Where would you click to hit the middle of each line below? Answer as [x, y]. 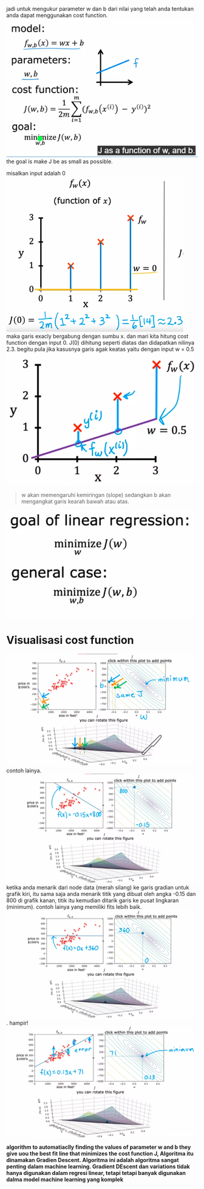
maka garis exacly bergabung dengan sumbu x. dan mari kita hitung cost [97, 336]
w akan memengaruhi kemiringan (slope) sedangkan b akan [96, 495]
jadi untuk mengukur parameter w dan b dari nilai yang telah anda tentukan [100, 9]
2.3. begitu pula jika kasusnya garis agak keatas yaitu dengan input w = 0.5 [100, 349]
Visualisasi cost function [70, 640]
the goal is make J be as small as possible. [60, 161]
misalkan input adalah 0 [36, 173]
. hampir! [17, 1023]
